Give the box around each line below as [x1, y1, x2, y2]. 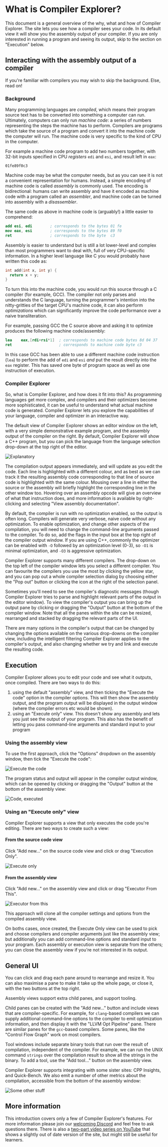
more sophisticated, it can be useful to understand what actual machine [5, 402, 153, 408]
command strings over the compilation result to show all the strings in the [5, 1052, 158, 1058]
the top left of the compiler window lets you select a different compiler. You [5, 563, 160, 569]
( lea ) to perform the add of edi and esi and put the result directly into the [5, 357, 156, 363]
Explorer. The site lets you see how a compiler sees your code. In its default [5, 25, 161, 31]
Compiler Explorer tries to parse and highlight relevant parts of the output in [5, 594, 161, 600]
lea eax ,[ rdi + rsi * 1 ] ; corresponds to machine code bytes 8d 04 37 [5, 338, 157, 343]
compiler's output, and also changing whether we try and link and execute [5, 641, 158, 647]
